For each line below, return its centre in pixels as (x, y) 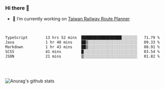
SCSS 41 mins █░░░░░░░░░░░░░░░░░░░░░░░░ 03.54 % (82, 51)
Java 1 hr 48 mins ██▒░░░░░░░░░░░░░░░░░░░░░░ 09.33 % (82, 42)
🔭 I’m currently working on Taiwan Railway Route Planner (71, 19)
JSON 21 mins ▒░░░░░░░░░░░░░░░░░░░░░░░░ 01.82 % (82, 56)
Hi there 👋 (17, 8)
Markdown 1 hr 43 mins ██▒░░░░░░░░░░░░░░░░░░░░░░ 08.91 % (82, 47)
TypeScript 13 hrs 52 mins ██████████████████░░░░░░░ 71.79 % (82, 38)
